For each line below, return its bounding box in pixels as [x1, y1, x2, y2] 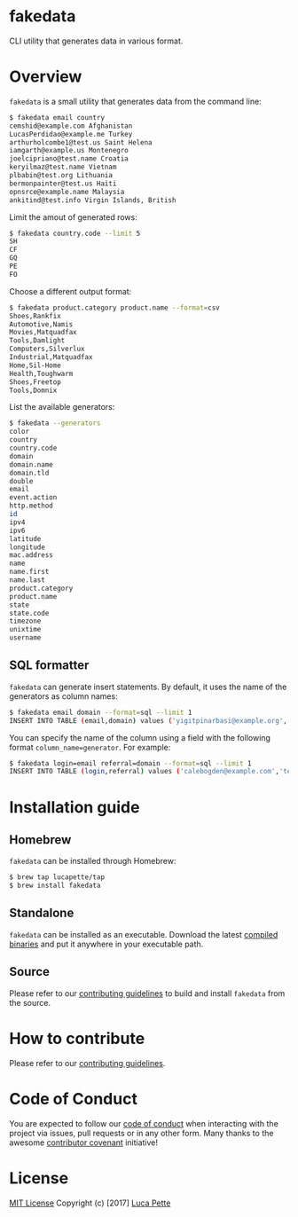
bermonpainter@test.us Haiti [9, 179, 117, 188]
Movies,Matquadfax [9, 328, 77, 337]
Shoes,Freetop [9, 377, 62, 387]
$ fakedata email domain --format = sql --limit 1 [9, 708, 192, 717]
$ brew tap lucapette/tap [9, 873, 105, 882]
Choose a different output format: [9, 286, 132, 296]
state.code [9, 608, 50, 617]
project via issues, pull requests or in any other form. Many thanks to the [9, 1127, 274, 1138]
